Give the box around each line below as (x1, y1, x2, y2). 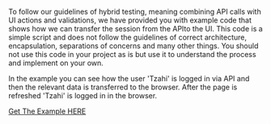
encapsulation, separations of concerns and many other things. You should (8, 41, 259, 51)
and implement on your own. (8, 58, 104, 68)
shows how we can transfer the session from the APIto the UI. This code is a (8, 24, 263, 33)
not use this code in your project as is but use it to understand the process (8, 50, 256, 59)
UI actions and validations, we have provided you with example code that (8, 15, 252, 25)
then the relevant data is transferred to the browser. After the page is (8, 82, 238, 92)
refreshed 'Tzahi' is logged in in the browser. (8, 91, 158, 100)
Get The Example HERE (8, 106, 87, 116)
